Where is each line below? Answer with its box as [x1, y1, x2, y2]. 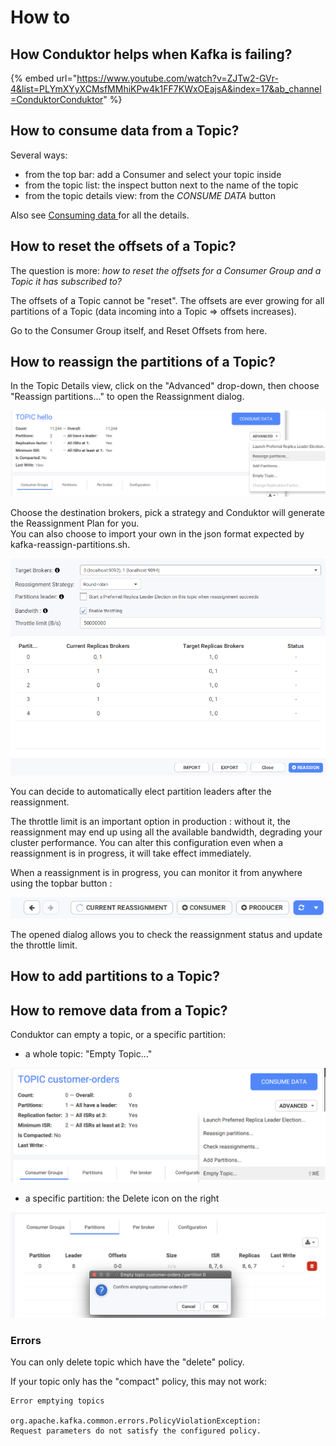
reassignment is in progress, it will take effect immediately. [10, 847, 252, 859]
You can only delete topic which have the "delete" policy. [10, 1356, 245, 1368]
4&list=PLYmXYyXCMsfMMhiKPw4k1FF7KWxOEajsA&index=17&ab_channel [10, 83, 322, 95]
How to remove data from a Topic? [10, 1002, 228, 1019]
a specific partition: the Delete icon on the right [24, 1192, 220, 1205]
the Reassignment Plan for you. [10, 517, 140, 529]
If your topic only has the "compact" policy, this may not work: [10, 1376, 268, 1388]
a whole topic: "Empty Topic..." [24, 1048, 153, 1060]
